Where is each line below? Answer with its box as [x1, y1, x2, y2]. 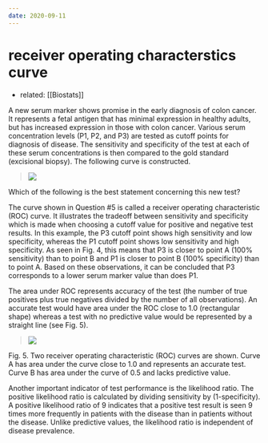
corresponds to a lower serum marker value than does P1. [8, 270, 198, 280]
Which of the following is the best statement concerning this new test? [8, 187, 241, 196]
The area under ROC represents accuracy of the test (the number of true [8, 286, 248, 296]
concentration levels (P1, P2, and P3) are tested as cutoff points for [8, 131, 230, 140]
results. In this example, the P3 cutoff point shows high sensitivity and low [8, 228, 253, 237]
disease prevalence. [8, 425, 75, 435]
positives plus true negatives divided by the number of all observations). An [8, 294, 258, 304]
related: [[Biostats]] [19, 90, 84, 99]
